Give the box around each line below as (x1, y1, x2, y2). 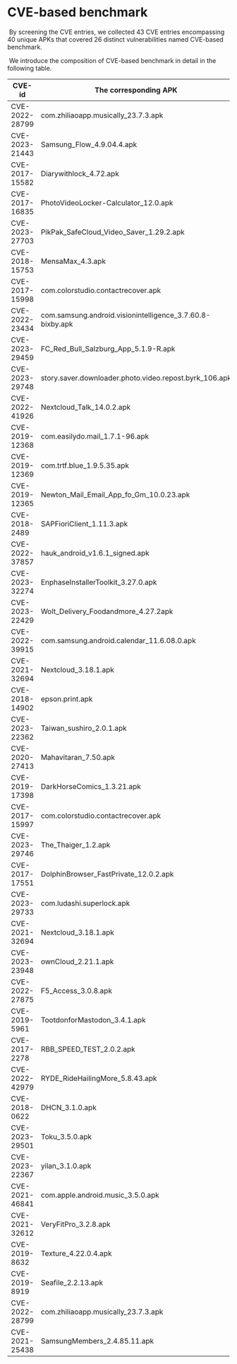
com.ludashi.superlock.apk (40, 898, 130, 908)
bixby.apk (40, 319, 73, 329)
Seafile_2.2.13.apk (40, 1278, 104, 1288)
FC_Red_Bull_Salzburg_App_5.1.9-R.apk (40, 344, 176, 354)
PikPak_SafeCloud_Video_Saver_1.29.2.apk (40, 227, 185, 237)
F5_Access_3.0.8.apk (40, 986, 113, 995)
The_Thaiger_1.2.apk (40, 840, 111, 850)
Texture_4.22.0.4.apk (40, 1248, 112, 1258)
